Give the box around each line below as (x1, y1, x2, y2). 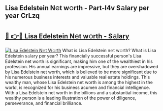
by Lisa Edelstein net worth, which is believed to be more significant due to (5, 69, 157, 75)
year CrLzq (5, 12, 40, 20)
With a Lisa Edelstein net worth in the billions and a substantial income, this (5, 90, 158, 95)
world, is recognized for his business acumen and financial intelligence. (5, 84, 150, 90)
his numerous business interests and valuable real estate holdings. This (5, 74, 150, 80)
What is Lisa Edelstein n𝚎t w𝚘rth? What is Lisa (62, 48, 157, 53)
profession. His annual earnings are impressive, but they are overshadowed (5, 64, 159, 69)
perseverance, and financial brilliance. (5, 100, 83, 106)
